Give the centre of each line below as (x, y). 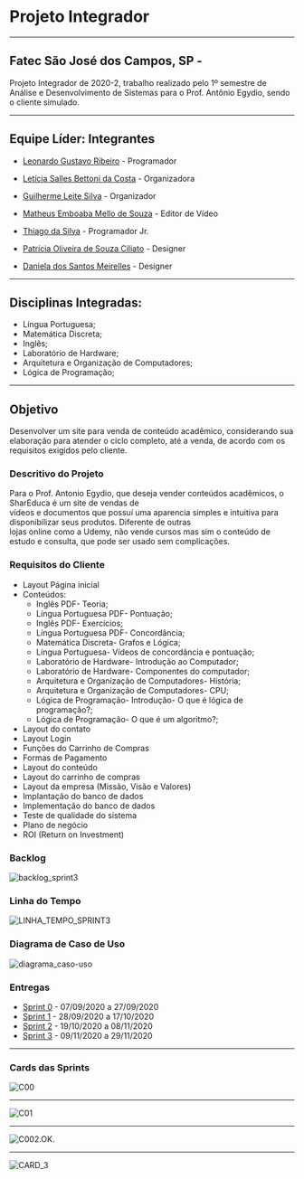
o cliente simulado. (44, 102)
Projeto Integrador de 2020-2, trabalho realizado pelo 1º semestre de (138, 82)
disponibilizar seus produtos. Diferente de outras (100, 523)
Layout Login (47, 738)
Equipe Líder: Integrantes (82, 139)
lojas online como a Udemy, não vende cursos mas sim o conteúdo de (140, 532)
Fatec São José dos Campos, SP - (106, 61)
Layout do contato (57, 729)
